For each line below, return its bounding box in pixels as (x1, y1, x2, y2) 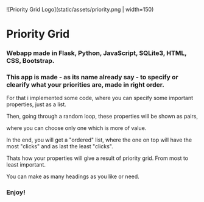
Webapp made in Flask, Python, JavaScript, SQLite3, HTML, (6, 49, 187, 57)
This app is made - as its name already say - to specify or (6, 73, 178, 82)
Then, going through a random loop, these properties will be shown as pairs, (6, 113, 199, 120)
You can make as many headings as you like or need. (6, 173, 140, 180)
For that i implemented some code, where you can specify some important (6, 95, 194, 102)
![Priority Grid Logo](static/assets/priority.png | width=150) (6, 6, 154, 13)
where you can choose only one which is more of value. (6, 124, 147, 132)
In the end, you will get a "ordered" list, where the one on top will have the (6, 136, 192, 143)
